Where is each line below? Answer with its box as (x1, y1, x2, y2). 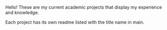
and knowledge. (5, 9, 39, 15)
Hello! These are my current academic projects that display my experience (5, 4, 162, 10)
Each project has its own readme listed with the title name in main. (5, 19, 145, 25)
